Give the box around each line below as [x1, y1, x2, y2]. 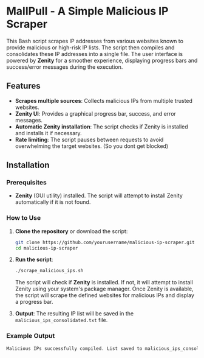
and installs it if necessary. [15, 129, 82, 136]
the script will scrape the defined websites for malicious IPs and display [15, 292, 194, 299]
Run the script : [15, 256, 53, 263]
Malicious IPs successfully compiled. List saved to [6, 345, 143, 351]
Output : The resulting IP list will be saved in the [15, 310, 134, 317]
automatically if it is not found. [15, 198, 91, 206]
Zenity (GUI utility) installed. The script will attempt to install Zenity [15, 192, 183, 199]
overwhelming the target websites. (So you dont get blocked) [15, 142, 169, 150]
